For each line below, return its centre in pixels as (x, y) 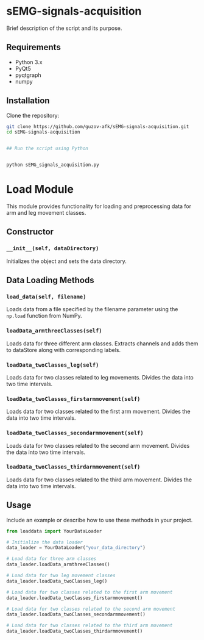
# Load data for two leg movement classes (61, 576)
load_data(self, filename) (46, 297)
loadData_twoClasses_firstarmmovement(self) (73, 399)
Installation (28, 101)
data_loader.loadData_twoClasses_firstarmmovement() (75, 598)
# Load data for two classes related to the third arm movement (90, 626)
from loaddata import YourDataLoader (54, 531)
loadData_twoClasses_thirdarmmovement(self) (73, 467)
